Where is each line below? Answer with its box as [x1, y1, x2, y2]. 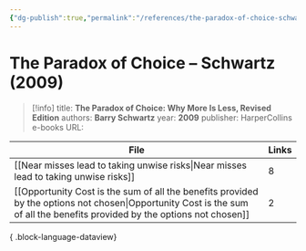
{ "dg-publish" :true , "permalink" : [9, 13, 137, 23]
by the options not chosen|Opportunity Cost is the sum [14, 196, 249, 209]
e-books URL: [31, 121, 85, 132]
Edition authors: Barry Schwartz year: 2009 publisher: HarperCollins [31, 111, 293, 123]
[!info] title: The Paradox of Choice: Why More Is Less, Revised [31, 102, 271, 113]
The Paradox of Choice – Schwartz [9, 52, 276, 73]
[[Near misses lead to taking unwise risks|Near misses [14, 159, 248, 172]
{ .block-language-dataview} [9, 231, 117, 242]
